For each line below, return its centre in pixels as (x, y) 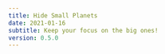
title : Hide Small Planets (53, 15)
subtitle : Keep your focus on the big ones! (83, 30)
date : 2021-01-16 (37, 23)
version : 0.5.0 (33, 38)
